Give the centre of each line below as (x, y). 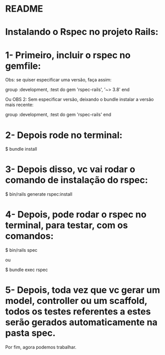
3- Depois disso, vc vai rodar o (70, 169)
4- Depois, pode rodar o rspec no (76, 215)
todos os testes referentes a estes (78, 312)
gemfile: (23, 66)
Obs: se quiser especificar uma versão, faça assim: (59, 80)
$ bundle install (21, 149)
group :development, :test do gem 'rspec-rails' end (58, 115)
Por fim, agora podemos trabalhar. (41, 347)
